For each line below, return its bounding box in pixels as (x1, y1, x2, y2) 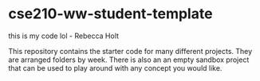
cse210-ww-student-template (8, 5, 213, 23)
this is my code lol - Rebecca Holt (8, 31, 120, 40)
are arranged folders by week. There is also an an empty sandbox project (8, 55, 250, 64)
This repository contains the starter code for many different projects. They (8, 46, 253, 56)
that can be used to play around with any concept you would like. (8, 63, 223, 72)
